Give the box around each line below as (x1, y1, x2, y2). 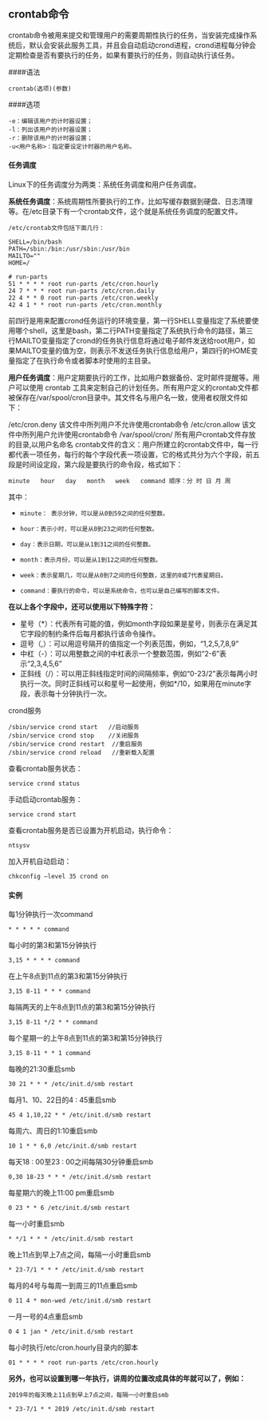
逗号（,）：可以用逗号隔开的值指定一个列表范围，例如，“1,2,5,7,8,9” (19, 639, 239, 649)
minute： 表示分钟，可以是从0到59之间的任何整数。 (19, 510, 169, 518)
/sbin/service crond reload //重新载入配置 (8, 749, 156, 757)
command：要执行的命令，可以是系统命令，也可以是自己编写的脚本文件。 (19, 587, 223, 595)
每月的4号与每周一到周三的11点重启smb (8, 1281, 138, 1291)
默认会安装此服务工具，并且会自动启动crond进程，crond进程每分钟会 (29, 40, 257, 50)
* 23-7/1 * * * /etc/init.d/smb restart (8, 1266, 145, 1274)
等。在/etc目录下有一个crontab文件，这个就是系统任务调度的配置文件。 (8, 207, 242, 216)
